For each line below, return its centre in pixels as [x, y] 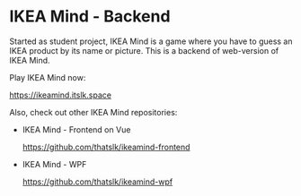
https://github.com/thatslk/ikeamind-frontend [106, 147]
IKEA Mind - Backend [90, 17]
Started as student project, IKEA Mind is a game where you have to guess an [151, 41]
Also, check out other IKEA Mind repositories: [93, 112]
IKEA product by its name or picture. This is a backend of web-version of [144, 50]
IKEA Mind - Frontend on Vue [76, 129]
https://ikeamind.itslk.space [61, 95]
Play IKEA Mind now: [48, 77]
